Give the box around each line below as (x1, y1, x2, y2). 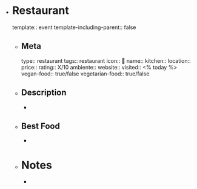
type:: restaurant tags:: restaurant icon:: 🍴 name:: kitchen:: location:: (21, 57, 191, 64)
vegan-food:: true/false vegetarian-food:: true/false (21, 70, 150, 77)
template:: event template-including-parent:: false (12, 24, 136, 31)
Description (21, 88, 67, 98)
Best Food (21, 121, 61, 131)
